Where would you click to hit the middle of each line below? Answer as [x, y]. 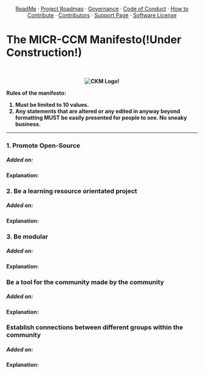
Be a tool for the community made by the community [85, 282]
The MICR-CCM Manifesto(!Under [94, 40]
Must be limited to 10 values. [52, 104]
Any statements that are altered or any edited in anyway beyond [97, 111]
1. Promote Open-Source [43, 145]
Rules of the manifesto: [36, 93]
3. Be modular [27, 236]
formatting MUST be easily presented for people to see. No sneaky [101, 117]
